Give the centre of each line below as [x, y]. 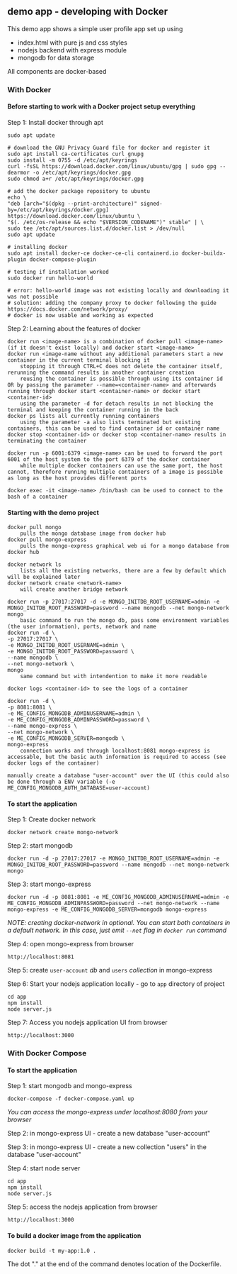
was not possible [33, 297]
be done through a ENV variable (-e [61, 782]
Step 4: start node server [44, 1168]
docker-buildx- [204, 253]
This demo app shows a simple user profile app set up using [95, 28]
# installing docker [38, 247]
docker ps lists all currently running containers [83, 416]
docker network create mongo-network [63, 833]
